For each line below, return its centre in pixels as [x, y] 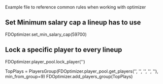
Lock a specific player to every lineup [64, 50]
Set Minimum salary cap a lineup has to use [73, 22]
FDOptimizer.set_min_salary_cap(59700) [46, 34]
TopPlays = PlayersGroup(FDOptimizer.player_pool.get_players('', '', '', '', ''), [82, 71]
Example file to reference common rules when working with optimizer [76, 7]
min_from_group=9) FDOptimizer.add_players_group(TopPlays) [69, 76]
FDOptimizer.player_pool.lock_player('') [45, 61]
